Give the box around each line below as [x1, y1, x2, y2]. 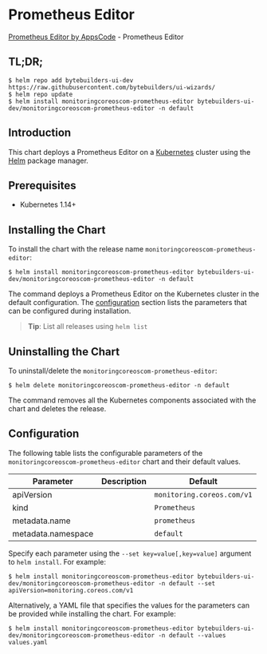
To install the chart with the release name [8, 244, 144, 254]
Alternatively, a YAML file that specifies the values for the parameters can [8, 600, 249, 610]
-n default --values [158, 631, 226, 640]
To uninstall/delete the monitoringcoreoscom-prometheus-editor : [8, 366, 218, 375]
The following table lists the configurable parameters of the [8, 448, 203, 458]
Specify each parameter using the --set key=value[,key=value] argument [8, 549, 252, 558]
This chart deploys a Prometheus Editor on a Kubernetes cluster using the [8, 147, 251, 157]
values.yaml [8, 638, 48, 646]
